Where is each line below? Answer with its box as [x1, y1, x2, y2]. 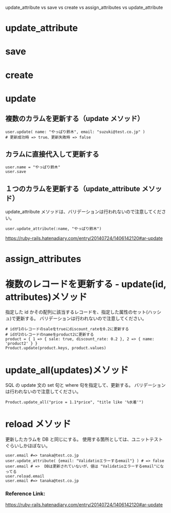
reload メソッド [5, 418, 71, 430]
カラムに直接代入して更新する [5, 150, 99, 159]
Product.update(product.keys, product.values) [5, 346, 106, 351]
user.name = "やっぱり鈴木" [5, 165, 60, 170]
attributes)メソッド [5, 291, 88, 303]
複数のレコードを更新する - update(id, [5, 278, 166, 290]
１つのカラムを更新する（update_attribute [5, 184, 141, 193]
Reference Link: [5, 490, 46, 497]
